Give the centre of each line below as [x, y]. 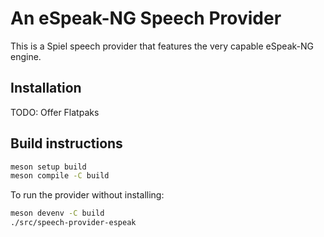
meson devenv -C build [57, 213]
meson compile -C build [60, 176]
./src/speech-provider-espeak [73, 223]
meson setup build [48, 167]
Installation [46, 88]
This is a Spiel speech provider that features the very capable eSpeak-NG [162, 46]
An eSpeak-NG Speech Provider [146, 18]
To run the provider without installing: [87, 195]
